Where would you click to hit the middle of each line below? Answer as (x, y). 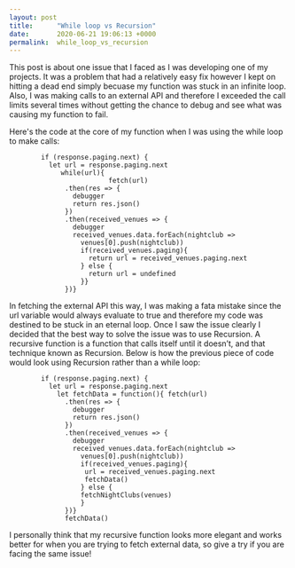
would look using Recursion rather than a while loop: (105, 363)
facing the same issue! (50, 554)
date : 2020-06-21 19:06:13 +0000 (83, 34)
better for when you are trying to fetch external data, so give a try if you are (147, 544)
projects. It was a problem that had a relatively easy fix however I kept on (143, 77)
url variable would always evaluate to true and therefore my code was (136, 315)
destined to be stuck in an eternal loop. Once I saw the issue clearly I (135, 325)
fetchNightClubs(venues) (126, 495)
